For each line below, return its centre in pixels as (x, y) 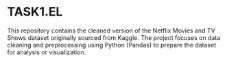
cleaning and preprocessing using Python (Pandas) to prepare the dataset (112, 45)
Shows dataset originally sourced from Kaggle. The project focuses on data (114, 37)
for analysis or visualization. (47, 52)
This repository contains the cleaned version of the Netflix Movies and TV (111, 30)
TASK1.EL (35, 12)
